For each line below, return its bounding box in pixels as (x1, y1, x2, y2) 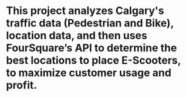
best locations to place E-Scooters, (6, 54, 181, 67)
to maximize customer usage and (6, 66, 172, 79)
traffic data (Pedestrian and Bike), (6, 16, 174, 30)
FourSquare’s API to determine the (6, 41, 177, 55)
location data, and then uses (6, 29, 148, 42)
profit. (6, 79, 38, 92)
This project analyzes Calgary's (6, 4, 164, 18)
